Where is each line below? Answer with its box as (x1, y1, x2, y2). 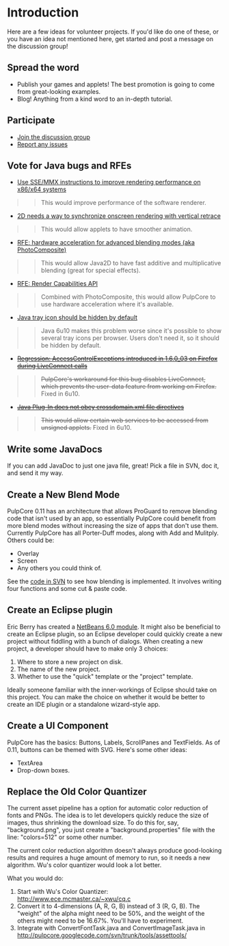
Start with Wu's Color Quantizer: (16, 888, 109, 896)
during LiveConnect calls (16, 362, 87, 370)
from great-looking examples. (16, 87, 101, 95)
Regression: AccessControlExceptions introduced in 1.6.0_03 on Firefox (16, 354, 218, 363)
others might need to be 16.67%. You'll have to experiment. (16, 917, 184, 925)
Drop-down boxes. (16, 766, 70, 774)
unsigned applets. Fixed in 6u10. (40, 424, 132, 432)
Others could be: (7, 536, 55, 544)
